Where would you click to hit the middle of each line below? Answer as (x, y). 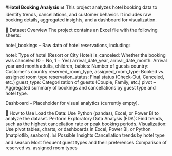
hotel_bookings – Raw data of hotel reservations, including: (68, 45)
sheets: (13, 35)
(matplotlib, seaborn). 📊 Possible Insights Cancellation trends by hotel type (85, 135)
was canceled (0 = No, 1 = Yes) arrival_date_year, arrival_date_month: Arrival (86, 61)
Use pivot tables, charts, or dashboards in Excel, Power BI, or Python (78, 129)
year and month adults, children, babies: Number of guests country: (77, 66)
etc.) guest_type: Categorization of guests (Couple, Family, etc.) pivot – (81, 82)
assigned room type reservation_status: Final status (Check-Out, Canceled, (85, 77)
